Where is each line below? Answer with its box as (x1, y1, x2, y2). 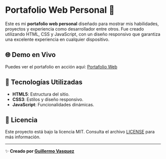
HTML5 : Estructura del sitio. (12, 91, 70, 97)
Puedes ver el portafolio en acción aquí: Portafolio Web (5, 64, 118, 69)
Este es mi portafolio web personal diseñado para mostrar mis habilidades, (5, 21, 159, 27)
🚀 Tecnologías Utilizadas (5, 78, 83, 87)
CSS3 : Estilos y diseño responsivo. (12, 96, 83, 102)
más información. (5, 134, 41, 140)
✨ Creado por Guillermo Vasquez (5, 148, 75, 154)
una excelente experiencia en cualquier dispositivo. (5, 36, 110, 42)
